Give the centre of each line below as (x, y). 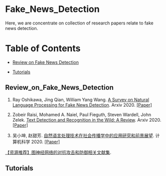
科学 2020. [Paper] (41, 142)
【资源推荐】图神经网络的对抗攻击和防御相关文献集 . (58, 152)
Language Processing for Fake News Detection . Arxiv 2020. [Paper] (82, 105)
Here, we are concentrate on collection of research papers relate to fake (79, 23)
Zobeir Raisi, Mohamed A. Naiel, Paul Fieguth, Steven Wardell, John (82, 114)
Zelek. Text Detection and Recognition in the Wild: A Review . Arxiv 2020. (87, 120)
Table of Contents (43, 49)
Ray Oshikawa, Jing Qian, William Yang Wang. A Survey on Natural (81, 99)
